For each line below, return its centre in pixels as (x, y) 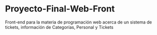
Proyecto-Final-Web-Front (60, 9)
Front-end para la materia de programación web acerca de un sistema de (78, 22)
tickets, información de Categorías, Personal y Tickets (59, 27)
